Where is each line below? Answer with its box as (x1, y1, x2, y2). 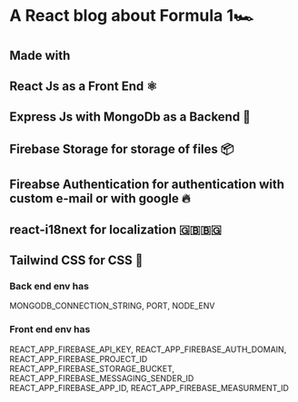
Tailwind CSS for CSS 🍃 (9, 252, 144, 268)
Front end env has (9, 323, 91, 336)
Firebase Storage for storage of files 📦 (9, 141, 234, 157)
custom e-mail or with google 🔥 (9, 191, 191, 207)
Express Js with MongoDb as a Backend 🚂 (9, 109, 252, 125)
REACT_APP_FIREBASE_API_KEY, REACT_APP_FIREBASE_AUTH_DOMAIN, (9, 344, 287, 355)
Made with (9, 47, 71, 63)
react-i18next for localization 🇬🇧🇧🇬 (9, 221, 223, 237)
